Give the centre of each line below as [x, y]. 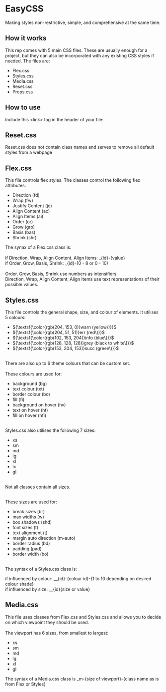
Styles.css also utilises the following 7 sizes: [50, 430]
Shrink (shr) [24, 238]
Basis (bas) [24, 232]
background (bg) [30, 383]
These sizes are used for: [31, 502]
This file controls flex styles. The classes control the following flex [73, 180]
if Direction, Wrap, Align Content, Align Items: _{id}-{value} [65, 258]
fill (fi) [18, 399]
